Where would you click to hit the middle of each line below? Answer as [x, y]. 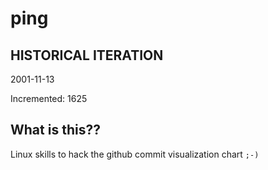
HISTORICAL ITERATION [87, 55]
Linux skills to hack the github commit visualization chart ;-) [135, 154]
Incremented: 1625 [49, 98]
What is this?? [55, 130]
